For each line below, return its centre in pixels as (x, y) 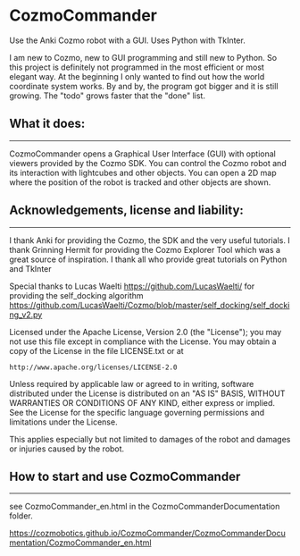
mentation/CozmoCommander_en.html (80, 543)
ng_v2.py (26, 315)
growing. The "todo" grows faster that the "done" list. (107, 96)
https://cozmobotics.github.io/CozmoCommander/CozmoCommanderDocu (147, 534)
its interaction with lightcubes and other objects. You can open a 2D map (143, 173)
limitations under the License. (63, 422)
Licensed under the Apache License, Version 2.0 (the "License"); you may (146, 332)
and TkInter (30, 268)
